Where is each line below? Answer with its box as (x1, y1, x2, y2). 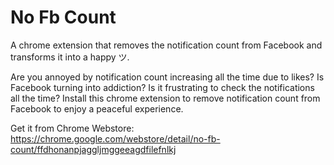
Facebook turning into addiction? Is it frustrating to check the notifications (10, 81, 315, 93)
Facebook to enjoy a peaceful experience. (10, 102, 184, 115)
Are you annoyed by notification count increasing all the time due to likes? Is (10, 71, 325, 83)
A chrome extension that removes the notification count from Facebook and (10, 39, 323, 51)
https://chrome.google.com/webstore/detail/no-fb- (10, 132, 221, 145)
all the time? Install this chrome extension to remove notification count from (10, 92, 321, 104)
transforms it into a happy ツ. (10, 51, 130, 63)
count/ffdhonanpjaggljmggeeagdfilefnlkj (10, 143, 177, 155)
